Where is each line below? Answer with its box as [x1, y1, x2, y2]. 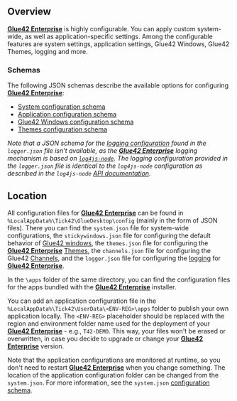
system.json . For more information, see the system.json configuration [7, 378, 211, 387]
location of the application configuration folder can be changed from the [7, 370, 219, 379]
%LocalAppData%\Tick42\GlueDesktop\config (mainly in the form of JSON [7, 216, 218, 225]
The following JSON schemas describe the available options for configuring [7, 81, 229, 90]
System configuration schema [17, 102, 106, 111]
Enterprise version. [7, 341, 65, 351]
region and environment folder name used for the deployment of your [7, 319, 211, 328]
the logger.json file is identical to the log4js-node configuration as [7, 161, 203, 170]
